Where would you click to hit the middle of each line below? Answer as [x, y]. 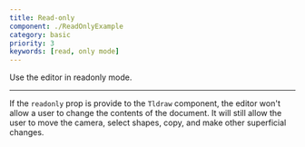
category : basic [40, 34]
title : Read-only [42, 18]
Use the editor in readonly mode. [71, 77]
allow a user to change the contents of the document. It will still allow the [146, 113]
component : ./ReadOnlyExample [67, 26]
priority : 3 [32, 43]
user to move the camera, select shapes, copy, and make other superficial [148, 122]
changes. [27, 132]
